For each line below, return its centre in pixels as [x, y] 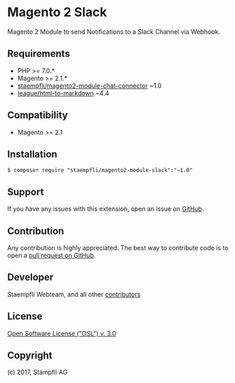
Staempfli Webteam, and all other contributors [74, 294]
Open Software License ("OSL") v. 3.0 [62, 333]
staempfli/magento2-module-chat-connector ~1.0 [89, 86]
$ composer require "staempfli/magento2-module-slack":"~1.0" [100, 170]
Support [26, 191]
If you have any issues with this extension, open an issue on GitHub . [106, 209]
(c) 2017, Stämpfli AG [38, 372]
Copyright [30, 356]
